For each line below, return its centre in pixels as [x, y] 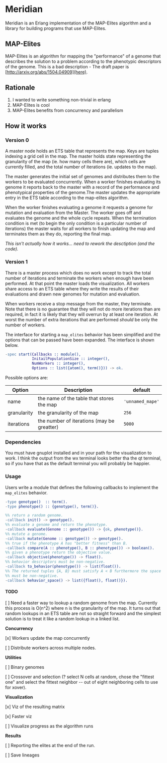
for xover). [16, 687]
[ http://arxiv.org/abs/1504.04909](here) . [46, 72]
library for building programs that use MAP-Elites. [56, 28]
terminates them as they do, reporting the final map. [58, 234]
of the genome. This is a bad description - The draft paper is [67, 66]
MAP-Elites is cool [31, 105]
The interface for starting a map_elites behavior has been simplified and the [83, 334]
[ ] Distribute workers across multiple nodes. [50, 648]
